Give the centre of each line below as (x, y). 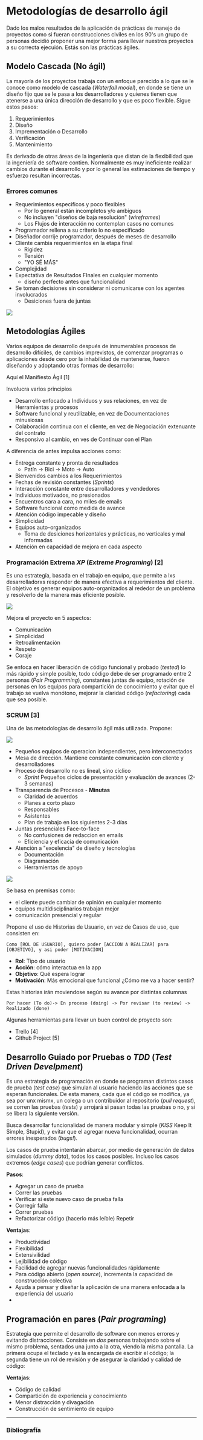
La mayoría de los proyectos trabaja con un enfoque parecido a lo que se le (100, 81)
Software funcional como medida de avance (70, 508)
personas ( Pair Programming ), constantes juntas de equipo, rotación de (96, 680)
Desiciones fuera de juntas (57, 301)
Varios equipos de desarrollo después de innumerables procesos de (91, 346)
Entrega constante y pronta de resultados (67, 463)
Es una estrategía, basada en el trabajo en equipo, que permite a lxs (91, 576)
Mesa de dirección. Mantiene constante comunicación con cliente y (99, 758)
